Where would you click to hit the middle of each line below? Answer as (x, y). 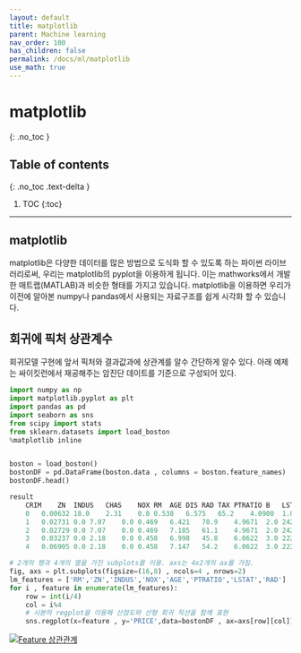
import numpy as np (46, 391)
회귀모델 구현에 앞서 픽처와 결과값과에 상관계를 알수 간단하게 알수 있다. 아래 (141, 362)
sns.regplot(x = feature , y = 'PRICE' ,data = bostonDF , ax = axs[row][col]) (160, 622)
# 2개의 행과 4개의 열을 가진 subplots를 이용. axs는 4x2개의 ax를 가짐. (132, 563)
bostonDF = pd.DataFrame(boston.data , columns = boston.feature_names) (148, 473)
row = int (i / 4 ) (54, 597)
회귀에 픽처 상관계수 (61, 338)
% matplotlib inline (46, 440)
